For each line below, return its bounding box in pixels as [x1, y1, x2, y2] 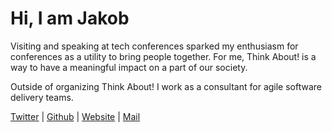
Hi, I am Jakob [10, 7, 130, 30]
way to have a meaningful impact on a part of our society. [10, 61, 248, 73]
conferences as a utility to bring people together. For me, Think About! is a [10, 50, 317, 62]
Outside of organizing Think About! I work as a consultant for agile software [10, 80, 323, 92]
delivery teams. [10, 91, 74, 103]
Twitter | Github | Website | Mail [10, 110, 141, 122]
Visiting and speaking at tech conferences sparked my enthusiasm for [10, 40, 299, 52]
